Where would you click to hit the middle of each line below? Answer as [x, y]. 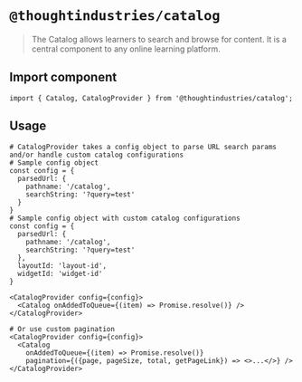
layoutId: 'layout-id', [62, 265]
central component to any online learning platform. [126, 49]
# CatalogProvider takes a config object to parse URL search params [143, 147]
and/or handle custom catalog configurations [96, 155]
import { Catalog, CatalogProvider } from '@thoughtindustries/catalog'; [151, 98]
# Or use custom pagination [62, 329]
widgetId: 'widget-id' [60, 273]
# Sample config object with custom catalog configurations [125, 218]
